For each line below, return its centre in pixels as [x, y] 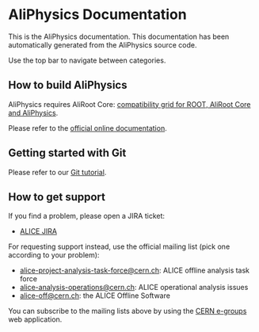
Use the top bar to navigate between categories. [87, 60]
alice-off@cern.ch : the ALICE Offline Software [95, 296]
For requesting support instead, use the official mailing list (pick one [119, 246]
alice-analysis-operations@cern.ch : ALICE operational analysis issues [134, 288]
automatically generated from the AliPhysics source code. [103, 44]
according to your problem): [54, 255]
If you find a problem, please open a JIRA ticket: [86, 216]
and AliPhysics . [33, 113]
